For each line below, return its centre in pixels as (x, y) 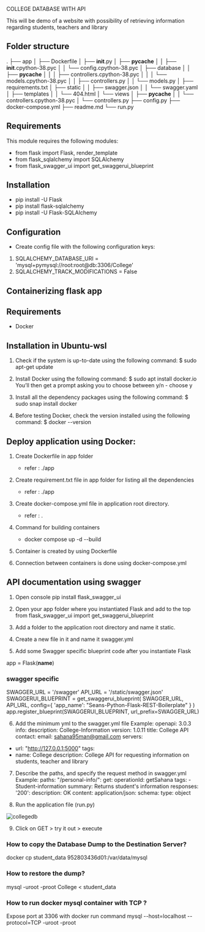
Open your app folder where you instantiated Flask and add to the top (103, 608)
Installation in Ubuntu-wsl (57, 346)
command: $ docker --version (53, 422)
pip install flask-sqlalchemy (50, 206)
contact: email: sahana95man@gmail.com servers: (79, 737)
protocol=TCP (24, 923)
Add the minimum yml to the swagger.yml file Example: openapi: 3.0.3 (103, 724)
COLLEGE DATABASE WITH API (46, 9)
